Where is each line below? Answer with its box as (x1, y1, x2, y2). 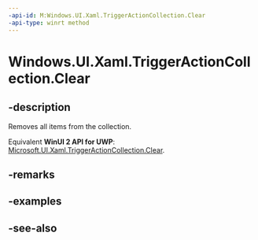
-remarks (8, 168, 55, 181)
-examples (8, 194, 62, 209)
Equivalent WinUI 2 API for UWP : (8, 137, 116, 146)
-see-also (8, 221, 57, 234)
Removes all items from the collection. (8, 121, 132, 131)
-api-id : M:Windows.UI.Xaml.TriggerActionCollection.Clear (8, 11, 206, 20)
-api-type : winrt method (8, 19, 90, 27)
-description (8, 101, 71, 114)
